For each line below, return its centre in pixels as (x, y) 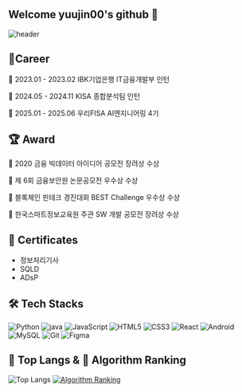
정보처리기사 (39, 261)
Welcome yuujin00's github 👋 (83, 15)
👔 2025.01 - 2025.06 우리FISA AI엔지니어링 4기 (84, 113)
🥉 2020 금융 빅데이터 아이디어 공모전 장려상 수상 (84, 163)
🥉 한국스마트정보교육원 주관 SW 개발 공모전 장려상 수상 (94, 214)
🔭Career (29, 59)
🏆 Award (32, 140)
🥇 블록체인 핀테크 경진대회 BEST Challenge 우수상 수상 (94, 198)
